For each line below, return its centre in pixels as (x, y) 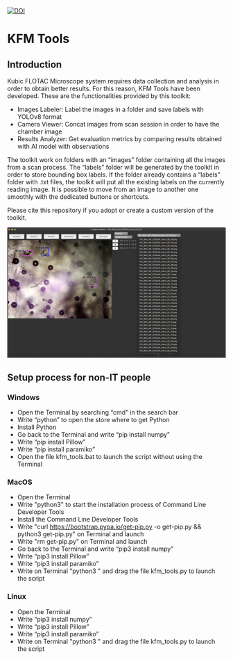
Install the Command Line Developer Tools (78, 520)
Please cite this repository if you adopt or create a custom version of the (110, 210)
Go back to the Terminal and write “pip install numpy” (93, 434)
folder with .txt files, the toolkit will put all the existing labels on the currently (116, 182)
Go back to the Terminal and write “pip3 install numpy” (95, 549)
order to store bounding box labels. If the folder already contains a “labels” (114, 175)
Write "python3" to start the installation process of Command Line (112, 505)
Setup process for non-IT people (79, 377)
